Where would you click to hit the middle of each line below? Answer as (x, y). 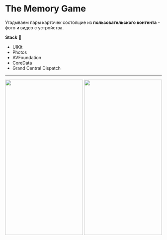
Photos (20, 52)
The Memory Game (45, 9)
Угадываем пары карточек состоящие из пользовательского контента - (83, 22)
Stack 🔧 (13, 37)
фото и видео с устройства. (34, 27)
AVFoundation (27, 57)
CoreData (22, 63)
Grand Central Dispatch (37, 68)
